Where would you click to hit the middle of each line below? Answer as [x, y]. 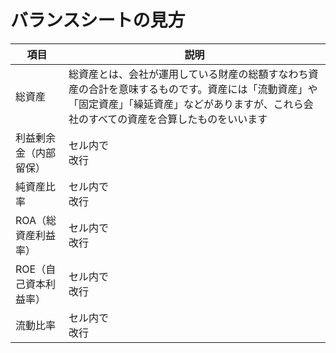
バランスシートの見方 [98, 20]
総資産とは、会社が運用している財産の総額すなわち [188, 74]
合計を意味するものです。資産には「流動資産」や [203, 89]
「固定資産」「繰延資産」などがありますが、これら [186, 104]
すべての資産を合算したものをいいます [178, 119]
